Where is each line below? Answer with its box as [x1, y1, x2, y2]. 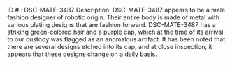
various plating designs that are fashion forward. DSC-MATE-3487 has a [7, 21, 217, 28]
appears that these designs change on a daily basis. [7, 50, 157, 58]
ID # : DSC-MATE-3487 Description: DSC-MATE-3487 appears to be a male [7, 6, 226, 14]
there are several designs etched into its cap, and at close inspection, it [7, 43, 212, 50]
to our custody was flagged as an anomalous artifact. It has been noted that [7, 35, 226, 44]
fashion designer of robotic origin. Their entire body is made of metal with [7, 13, 220, 21]
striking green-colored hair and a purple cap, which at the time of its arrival [7, 28, 224, 36]
